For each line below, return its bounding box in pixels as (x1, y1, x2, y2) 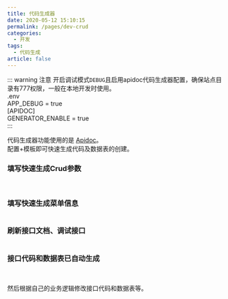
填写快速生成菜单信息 (7, 198, 79, 208)
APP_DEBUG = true (7, 99, 63, 108)
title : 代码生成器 (7, 10, 56, 17)
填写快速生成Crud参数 (7, 163, 82, 173)
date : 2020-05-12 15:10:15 (7, 17, 85, 24)
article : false (7, 56, 51, 63)
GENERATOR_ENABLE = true (7, 114, 90, 122)
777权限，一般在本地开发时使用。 (19, 84, 116, 92)
